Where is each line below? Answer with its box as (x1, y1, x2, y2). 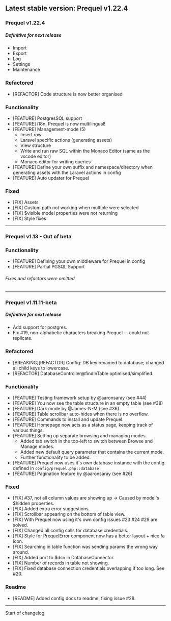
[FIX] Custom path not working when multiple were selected (12, 205, 139, 211)
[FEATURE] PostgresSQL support (12, 115, 82, 121)
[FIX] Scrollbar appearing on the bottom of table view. (12, 511, 126, 517)
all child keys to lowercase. (12, 365, 70, 371)
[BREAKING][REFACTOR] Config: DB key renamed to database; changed (12, 359, 164, 365)
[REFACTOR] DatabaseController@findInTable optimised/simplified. (12, 370, 154, 377)
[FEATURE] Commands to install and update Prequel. (12, 416, 124, 423)
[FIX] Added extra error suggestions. (12, 506, 90, 512)
